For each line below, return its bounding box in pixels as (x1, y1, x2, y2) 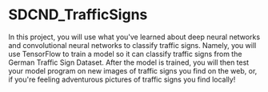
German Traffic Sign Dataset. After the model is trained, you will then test (8, 58, 250, 67)
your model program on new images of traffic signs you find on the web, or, (8, 66, 258, 75)
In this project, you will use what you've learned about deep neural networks (8, 32, 261, 42)
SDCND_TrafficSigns (8, 6, 148, 24)
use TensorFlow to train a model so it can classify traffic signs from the (8, 49, 242, 58)
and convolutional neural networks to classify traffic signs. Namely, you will (8, 40, 257, 50)
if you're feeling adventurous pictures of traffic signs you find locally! (8, 74, 236, 84)
